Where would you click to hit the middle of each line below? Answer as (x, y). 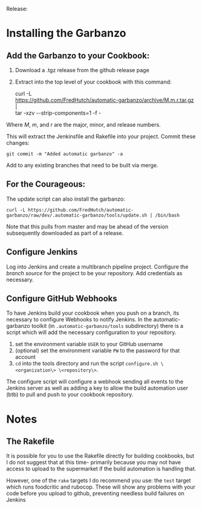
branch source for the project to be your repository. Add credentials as (94, 273)
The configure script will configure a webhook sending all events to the (95, 382)
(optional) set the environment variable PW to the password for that (97, 350)
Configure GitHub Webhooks (62, 299)
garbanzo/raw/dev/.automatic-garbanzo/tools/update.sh (77, 215)
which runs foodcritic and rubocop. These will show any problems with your (101, 487)
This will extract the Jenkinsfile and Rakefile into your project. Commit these (101, 136)
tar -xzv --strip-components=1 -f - (58, 113)
